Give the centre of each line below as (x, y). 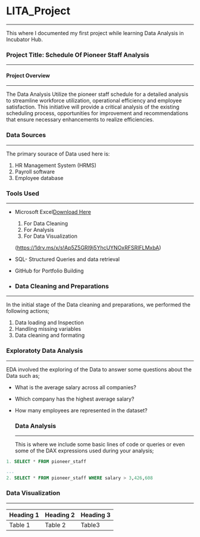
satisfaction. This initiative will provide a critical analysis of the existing (93, 107)
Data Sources (26, 135)
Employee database (39, 178)
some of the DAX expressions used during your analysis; (84, 451)
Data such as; (23, 375)
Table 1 (20, 524)
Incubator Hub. (25, 39)
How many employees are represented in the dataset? (81, 410)
